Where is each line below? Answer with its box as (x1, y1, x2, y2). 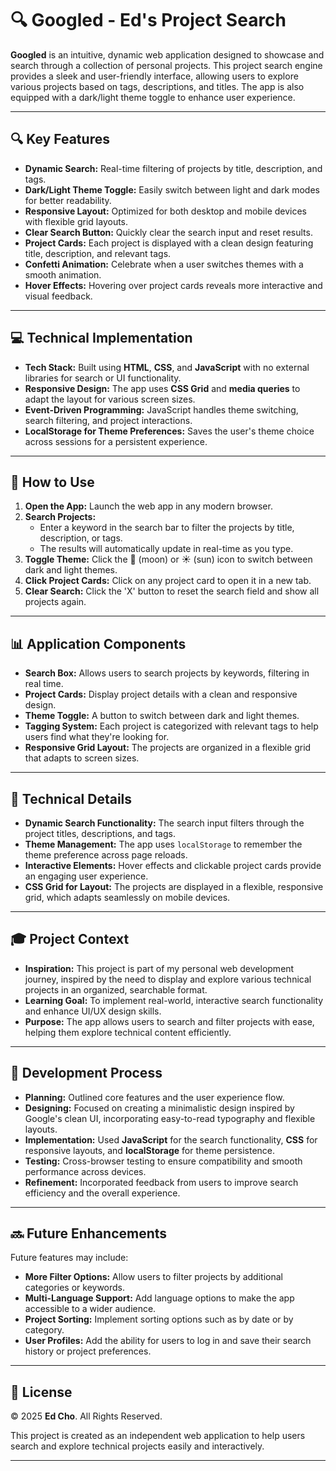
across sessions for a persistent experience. (24, 435, 208, 447)
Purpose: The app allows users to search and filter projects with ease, (24, 1015, 315, 1027)
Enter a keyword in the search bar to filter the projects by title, (39, 522, 295, 534)
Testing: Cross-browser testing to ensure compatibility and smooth (24, 1155, 303, 1167)
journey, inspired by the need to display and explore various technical (24, 973, 312, 985)
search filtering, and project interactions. (24, 414, 193, 426)
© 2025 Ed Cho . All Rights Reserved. (10, 1410, 163, 1422)
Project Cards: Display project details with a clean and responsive (24, 688, 298, 701)
